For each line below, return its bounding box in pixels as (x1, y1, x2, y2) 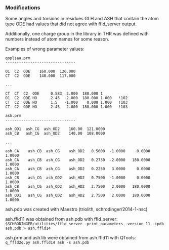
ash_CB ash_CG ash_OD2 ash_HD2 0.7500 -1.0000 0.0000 (5, 175, 151, 181)
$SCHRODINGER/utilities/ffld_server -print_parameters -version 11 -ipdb (5, 222, 164, 227)
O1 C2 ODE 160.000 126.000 (5, 69, 76, 74)
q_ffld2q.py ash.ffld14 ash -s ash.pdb (5, 240, 90, 245)
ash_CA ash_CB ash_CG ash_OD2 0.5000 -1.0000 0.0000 (5, 149, 151, 154)
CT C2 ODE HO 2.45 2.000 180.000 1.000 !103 (5, 104, 128, 110)
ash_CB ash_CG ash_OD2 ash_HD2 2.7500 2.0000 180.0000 (5, 184, 151, 189)
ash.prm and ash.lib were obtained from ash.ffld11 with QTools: (5, 235, 136, 241)
